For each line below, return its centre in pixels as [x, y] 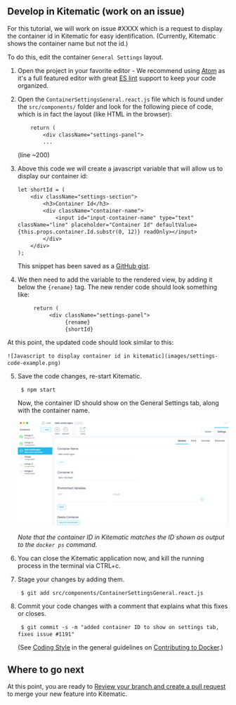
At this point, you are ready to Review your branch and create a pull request [117, 687]
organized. [33, 85]
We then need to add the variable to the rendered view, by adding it [115, 279]
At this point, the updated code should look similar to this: [91, 342]
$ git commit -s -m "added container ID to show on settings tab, [120, 628]
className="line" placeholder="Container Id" [85, 225]
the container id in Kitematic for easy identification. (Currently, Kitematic [112, 36]
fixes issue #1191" [46, 635]
